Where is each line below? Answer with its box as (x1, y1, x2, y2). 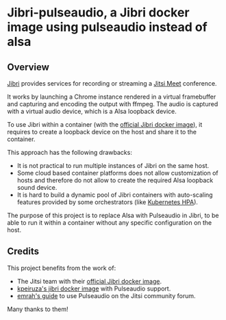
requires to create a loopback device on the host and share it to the (7, 128, 197, 136)
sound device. (16, 184, 58, 191)
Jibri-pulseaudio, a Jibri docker (7, 5, 190, 21)
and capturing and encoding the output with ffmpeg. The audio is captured (7, 100, 218, 108)
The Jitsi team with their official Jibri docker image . (16, 277, 162, 285)
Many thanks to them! (7, 305, 68, 313)
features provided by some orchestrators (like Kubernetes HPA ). (16, 198, 199, 206)
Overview (7, 61, 50, 73)
